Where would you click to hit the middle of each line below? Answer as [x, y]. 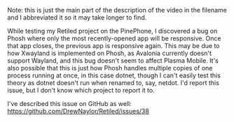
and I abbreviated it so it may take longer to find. [77, 17]
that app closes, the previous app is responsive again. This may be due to [113, 46]
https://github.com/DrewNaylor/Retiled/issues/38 [78, 111]
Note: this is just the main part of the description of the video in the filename [117, 10]
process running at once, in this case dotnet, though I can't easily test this [114, 75]
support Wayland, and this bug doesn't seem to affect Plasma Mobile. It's [113, 61]
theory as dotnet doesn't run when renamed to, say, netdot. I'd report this [113, 83]
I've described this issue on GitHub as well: [69, 104]
